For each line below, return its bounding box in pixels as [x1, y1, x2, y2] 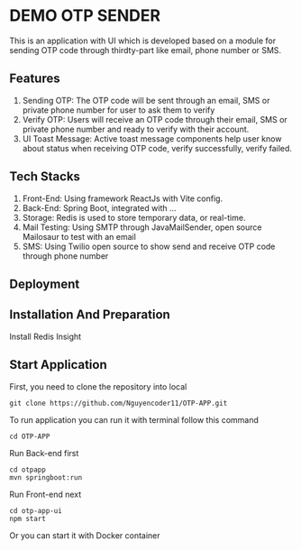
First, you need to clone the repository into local [9, 380, 187, 392]
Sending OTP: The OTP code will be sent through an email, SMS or [22, 95, 270, 105]
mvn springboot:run [9, 472, 83, 482]
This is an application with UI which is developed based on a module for [9, 35, 277, 46]
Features [9, 71, 60, 87]
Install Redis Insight [9, 331, 82, 342]
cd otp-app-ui [9, 506, 63, 515]
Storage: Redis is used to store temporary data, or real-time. [22, 212, 246, 223]
